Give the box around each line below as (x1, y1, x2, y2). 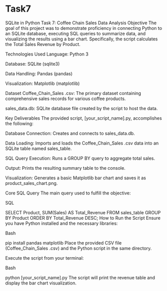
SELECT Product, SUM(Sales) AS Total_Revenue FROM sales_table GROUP (5, 209, 161, 215)
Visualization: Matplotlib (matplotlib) (5, 80, 80, 86)
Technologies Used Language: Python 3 (5, 51, 89, 57)
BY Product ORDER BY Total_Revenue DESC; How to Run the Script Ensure (5, 215, 160, 221)
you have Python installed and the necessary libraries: (5, 220, 118, 226)
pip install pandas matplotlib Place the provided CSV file (5, 239, 122, 246)
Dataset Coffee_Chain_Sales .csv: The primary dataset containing (5, 90, 141, 96)
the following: (5, 120, 34, 126)
